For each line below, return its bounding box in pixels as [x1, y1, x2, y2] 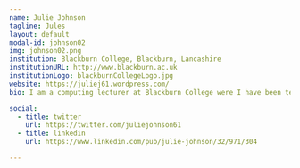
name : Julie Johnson [9, 13, 87, 22]
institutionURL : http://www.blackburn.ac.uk [9, 63, 178, 72]
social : [9, 104, 38, 113]
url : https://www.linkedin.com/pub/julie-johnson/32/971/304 [25, 138, 257, 147]
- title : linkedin [17, 129, 87, 139]
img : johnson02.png [9, 46, 82, 55]
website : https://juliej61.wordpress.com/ [9, 80, 170, 88]
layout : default [9, 29, 70, 38]
